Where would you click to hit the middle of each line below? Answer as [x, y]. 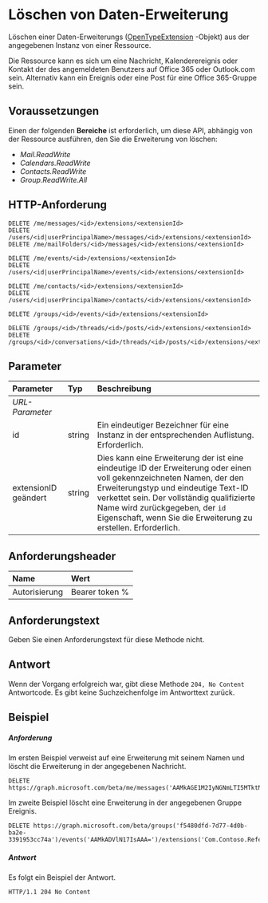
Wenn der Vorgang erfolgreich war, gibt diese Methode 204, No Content [126, 684]
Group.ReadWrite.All [53, 179]
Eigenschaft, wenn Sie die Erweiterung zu [175, 518]
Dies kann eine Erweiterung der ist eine [170, 458]
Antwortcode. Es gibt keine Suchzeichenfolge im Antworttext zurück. [122, 692]
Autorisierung [38, 592]
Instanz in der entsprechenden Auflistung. [175, 435]
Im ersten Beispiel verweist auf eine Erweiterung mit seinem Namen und [126, 758]
